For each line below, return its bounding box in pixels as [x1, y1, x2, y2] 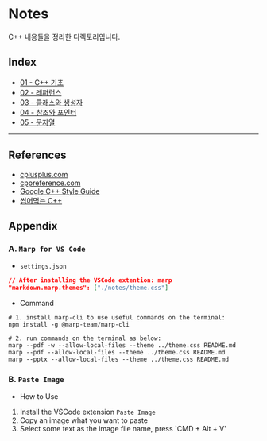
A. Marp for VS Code [8, 243, 86, 254]
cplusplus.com [19, 169, 68, 179]
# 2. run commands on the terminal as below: [8, 335, 161, 342]
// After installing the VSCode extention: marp [8, 277, 172, 284]
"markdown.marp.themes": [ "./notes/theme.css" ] [8, 284, 169, 292]
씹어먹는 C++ [19, 195, 63, 205]
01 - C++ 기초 [19, 77, 64, 87]
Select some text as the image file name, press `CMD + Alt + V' [19, 424, 226, 434]
